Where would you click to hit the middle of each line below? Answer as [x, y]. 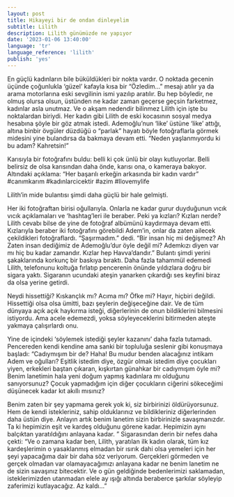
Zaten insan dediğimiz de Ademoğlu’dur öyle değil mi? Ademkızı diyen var [113, 245]
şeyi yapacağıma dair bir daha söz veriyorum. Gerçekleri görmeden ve [108, 456]
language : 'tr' [29, 46]
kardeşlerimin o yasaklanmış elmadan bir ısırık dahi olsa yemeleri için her [111, 449]
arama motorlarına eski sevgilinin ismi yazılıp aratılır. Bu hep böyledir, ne [110, 93]
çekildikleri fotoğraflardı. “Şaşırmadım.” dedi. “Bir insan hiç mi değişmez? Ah [116, 238]
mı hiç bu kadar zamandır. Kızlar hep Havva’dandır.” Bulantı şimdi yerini [109, 252]
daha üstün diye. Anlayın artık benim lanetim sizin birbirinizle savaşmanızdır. [116, 419]
